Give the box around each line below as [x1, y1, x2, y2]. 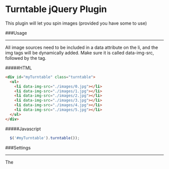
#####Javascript [5, 126, 41, 132]
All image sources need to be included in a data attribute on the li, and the [5, 44, 158, 50]
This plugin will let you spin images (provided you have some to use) [5, 20, 147, 26]
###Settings [5, 144, 31, 150]
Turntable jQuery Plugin [5, 4, 107, 15]
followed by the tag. [5, 55, 47, 61]
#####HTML [5, 64, 32, 71]
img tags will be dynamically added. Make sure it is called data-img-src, [5, 49, 154, 56]
